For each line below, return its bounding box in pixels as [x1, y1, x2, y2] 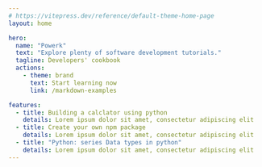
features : [8, 101, 42, 109]
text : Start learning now [29, 78, 117, 87]
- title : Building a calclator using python [15, 108, 168, 117]
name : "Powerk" [15, 41, 67, 49]
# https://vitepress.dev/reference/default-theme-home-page [8, 11, 215, 20]
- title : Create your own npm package [15, 123, 147, 132]
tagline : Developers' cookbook [15, 56, 121, 65]
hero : [8, 34, 27, 42]
